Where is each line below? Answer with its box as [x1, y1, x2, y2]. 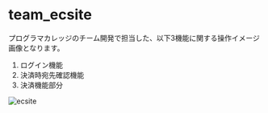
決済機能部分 [19, 80, 63, 90]
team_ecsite [8, 6, 93, 24]
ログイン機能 [19, 60, 63, 70]
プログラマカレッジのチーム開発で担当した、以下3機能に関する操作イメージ [8, 33, 260, 42]
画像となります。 [8, 42, 65, 53]
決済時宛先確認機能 [19, 70, 85, 79]
